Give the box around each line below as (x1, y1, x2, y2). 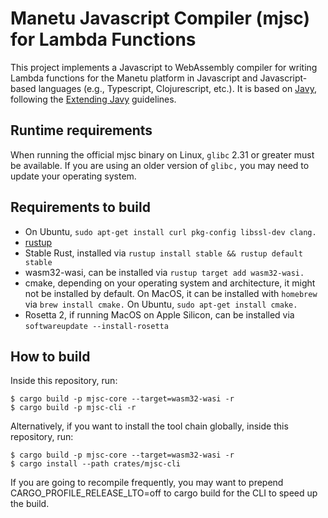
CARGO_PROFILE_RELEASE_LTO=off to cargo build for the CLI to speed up (10, 487, 318, 499)
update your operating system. (10, 170, 137, 182)
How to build (10, 348, 91, 365)
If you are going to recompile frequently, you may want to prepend (10, 477, 284, 489)
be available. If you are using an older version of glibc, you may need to (10, 159, 310, 171)
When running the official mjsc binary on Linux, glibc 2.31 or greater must (10, 148, 315, 161)
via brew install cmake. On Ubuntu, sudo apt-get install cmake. (24, 298, 298, 310)
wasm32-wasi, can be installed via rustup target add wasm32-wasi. (24, 266, 305, 278)
